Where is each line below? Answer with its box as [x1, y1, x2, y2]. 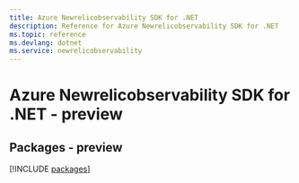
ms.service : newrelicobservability [9, 47, 143, 56]
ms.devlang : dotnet [9, 38, 83, 48]
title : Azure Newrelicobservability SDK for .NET [9, 13, 199, 22]
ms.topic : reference [9, 30, 87, 39]
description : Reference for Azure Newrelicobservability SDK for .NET [9, 22, 279, 30]
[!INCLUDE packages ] [9, 163, 91, 175]
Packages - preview [9, 140, 123, 155]
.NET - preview [9, 104, 123, 125]
